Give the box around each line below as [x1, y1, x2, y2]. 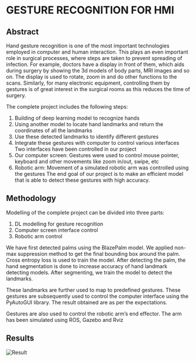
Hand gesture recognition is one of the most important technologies [6, 42, 170, 49]
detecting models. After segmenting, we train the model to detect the [6, 269, 173, 276]
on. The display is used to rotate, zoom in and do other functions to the [6, 74, 177, 80]
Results [6, 334, 35, 343]
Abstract [6, 27, 39, 37]
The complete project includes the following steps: [6, 103, 128, 110]
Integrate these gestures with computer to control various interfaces [14, 140, 180, 146]
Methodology [6, 193, 57, 203]
